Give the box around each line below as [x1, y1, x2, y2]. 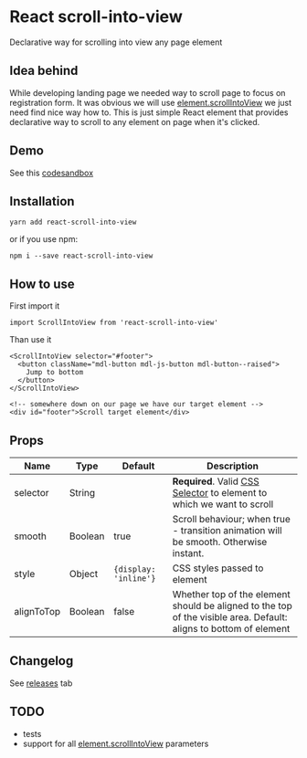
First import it [9, 300, 60, 311]
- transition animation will [172, 524, 282, 536]
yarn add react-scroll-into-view [9, 217, 137, 227]
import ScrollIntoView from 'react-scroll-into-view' [9, 318, 219, 328]
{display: [113, 564, 156, 574]
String [69, 487, 96, 499]
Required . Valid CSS [172, 475, 259, 488]
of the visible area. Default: [172, 611, 288, 623]
